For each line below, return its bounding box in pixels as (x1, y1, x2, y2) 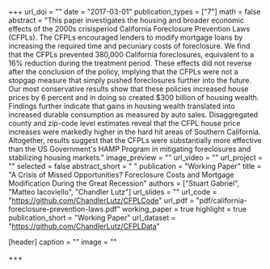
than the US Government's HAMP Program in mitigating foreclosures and (8, 145, 251, 153)
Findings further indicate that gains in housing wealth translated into (8, 101, 236, 111)
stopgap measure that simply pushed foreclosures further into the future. (8, 76, 252, 85)
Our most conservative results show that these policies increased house (8, 84, 249, 94)
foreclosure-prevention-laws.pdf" (8, 204, 121, 213)
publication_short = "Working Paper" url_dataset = (8, 213, 176, 222)
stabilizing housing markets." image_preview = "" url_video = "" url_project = (8, 153, 264, 162)
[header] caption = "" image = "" (8, 237, 117, 246)
